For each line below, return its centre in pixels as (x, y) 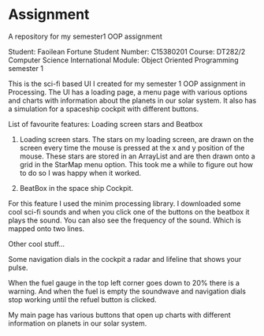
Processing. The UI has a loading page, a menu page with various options (128, 91)
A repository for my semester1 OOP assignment (86, 36)
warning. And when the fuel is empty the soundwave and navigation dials (127, 291)
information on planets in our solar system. (78, 323)
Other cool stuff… (37, 244)
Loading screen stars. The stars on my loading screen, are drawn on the (137, 139)
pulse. (18, 267)
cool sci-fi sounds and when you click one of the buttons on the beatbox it (129, 211)
